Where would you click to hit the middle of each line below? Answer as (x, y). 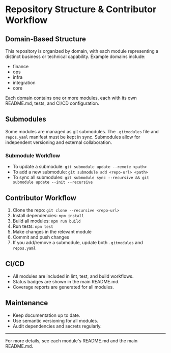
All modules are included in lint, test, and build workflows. (73, 276)
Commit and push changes (41, 237)
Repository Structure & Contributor (81, 9)
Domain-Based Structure (46, 39)
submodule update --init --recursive (53, 182)
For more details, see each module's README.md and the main (72, 341)
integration (24, 83)
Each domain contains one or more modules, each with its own (71, 98)
